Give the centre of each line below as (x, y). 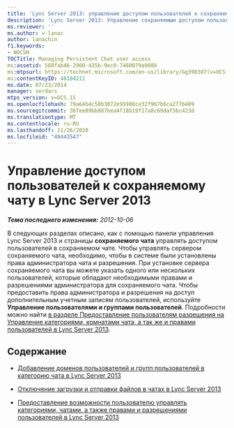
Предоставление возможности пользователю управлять (102, 402)
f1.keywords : (26, 46)
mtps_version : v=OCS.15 (42, 98)
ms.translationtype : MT (42, 117)
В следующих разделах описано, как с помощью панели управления (110, 233)
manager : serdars (32, 91)
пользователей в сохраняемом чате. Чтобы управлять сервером (104, 248)
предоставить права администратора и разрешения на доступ (101, 292)
